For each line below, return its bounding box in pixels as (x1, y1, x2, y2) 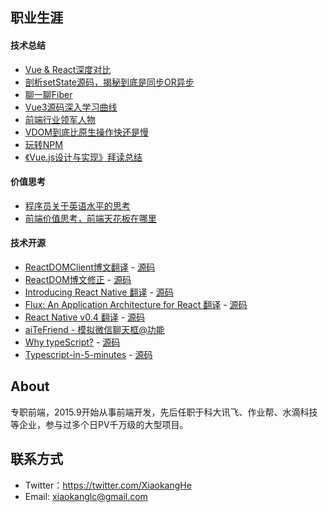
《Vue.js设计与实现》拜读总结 (24, 151, 143, 163)
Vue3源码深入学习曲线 (24, 101, 118, 113)
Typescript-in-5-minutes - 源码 (24, 349, 153, 360)
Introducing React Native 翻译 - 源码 (24, 286, 174, 298)
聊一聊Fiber (24, 88, 73, 100)
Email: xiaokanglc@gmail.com (24, 490, 148, 502)
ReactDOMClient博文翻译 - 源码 (24, 261, 156, 273)
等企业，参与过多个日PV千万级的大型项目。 (10, 418, 189, 430)
